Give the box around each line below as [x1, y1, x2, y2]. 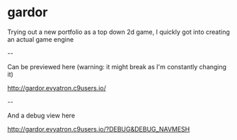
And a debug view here [7, 111, 76, 119]
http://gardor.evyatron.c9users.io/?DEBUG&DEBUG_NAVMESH [7, 124, 190, 133]
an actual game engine [7, 35, 74, 43]
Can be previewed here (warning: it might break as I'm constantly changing [7, 62, 227, 71]
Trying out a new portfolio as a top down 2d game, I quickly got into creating [7, 28, 230, 36]
